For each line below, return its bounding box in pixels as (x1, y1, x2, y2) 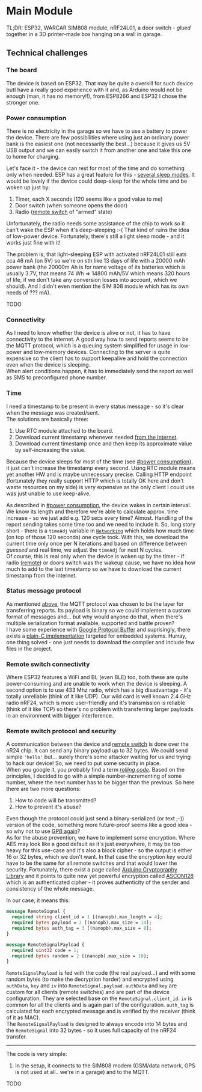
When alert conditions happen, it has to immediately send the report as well (6, 368, 194, 375)
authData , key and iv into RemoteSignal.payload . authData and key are (6, 982, 177, 989)
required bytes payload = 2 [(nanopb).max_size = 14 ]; (11, 920, 152, 926)
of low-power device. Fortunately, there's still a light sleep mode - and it (6, 233, 185, 240)
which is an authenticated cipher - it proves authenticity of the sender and (6, 879, 190, 886)
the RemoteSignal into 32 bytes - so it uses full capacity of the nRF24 (6, 1026, 177, 1034)
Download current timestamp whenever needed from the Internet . (14, 433, 179, 441)
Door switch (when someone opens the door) (14, 201, 128, 209)
